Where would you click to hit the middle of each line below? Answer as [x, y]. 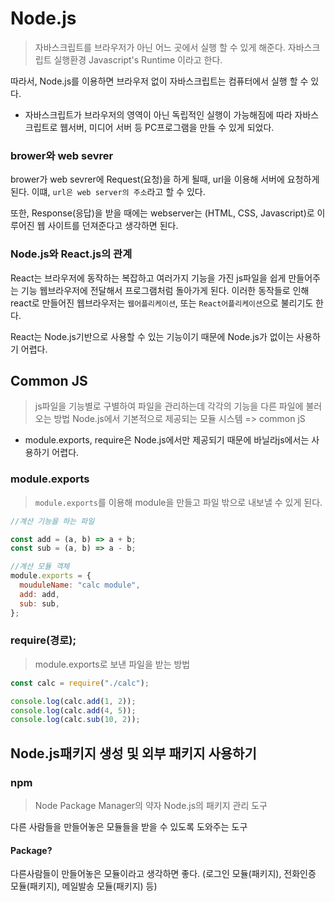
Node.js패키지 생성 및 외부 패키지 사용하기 [133, 753]
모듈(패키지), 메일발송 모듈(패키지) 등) [84, 886]
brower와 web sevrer [62, 155]
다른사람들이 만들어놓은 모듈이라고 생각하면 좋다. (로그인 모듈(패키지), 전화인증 [163, 874]
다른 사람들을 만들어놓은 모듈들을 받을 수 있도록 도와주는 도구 [129, 826]
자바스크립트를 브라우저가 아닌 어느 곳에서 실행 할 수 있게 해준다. [160, 47]
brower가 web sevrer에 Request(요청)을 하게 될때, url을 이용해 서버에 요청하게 [165, 179]
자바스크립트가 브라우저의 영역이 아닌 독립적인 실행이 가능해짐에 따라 [158, 114]
